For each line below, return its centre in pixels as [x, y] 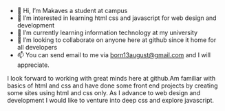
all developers [37, 47]
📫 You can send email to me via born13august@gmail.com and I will [114, 55]
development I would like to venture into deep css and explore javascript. [111, 100]
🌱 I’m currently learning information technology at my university [107, 32]
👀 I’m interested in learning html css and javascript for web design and [117, 18]
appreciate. [33, 65]
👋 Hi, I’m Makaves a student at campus [72, 11]
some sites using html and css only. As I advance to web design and [104, 93]
